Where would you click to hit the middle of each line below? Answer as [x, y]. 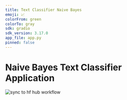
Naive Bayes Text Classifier [63, 67]
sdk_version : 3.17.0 [27, 33]
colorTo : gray [20, 24]
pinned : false [20, 43]
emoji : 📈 [15, 15]
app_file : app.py [23, 38]
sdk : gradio [18, 29]
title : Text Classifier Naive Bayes [43, 10]
